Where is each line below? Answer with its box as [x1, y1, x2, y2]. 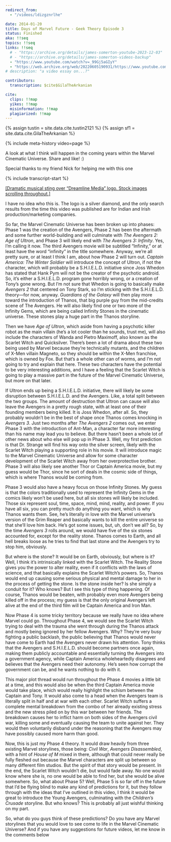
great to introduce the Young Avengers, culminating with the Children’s [5, 795, 154, 801]
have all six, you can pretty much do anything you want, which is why [5, 506, 151, 512]
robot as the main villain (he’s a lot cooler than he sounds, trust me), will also [5, 329, 165, 335]
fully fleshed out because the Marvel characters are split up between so [5, 757, 156, 763]
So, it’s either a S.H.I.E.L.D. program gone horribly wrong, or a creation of [5, 276, 159, 282]
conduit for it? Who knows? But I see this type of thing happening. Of [5, 586, 150, 592]
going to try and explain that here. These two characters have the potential [5, 361, 162, 367]
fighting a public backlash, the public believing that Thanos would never [5, 634, 156, 640]
